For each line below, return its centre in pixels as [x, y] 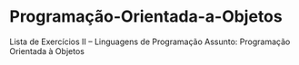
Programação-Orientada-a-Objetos [146, 17]
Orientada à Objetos [47, 51]
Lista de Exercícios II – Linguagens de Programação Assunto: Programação [150, 42]
